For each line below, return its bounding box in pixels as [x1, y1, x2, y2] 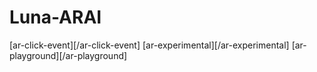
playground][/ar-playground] [9, 49, 128, 61]
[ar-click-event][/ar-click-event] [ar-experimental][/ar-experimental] [9, 39, 290, 51]
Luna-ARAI [9, 6, 102, 29]
